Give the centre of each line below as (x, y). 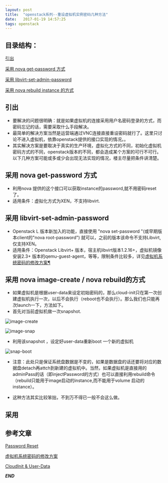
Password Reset (22, 445)
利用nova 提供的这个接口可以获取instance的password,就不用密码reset (84, 188)
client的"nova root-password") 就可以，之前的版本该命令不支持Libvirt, (89, 237)
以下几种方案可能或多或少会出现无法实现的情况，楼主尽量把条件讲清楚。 (87, 158)
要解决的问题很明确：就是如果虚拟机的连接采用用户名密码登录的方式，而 (87, 120)
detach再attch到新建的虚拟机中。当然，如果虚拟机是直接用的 (84, 368)
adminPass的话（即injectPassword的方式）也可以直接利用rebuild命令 (84, 374)
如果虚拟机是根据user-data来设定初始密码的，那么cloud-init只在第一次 (85, 293)
